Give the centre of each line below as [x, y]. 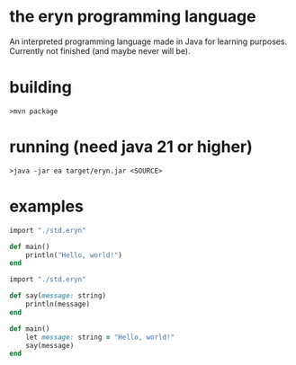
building [40, 88]
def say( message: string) [58, 296]
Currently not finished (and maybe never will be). [100, 50]
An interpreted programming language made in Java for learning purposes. [148, 41]
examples [46, 206]
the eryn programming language [133, 17]
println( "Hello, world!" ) [74, 255]
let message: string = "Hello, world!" [100, 337]
